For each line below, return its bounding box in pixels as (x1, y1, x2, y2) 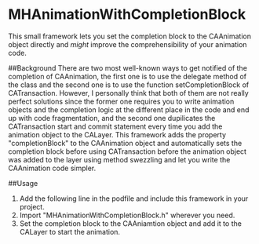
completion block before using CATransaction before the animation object (8, 147, 247, 156)
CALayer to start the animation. (19, 227, 120, 236)
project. (19, 202, 45, 211)
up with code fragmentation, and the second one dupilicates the (8, 113, 216, 122)
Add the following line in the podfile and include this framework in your (19, 194, 249, 203)
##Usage (8, 178, 38, 188)
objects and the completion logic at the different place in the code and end (8, 104, 250, 115)
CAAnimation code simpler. (8, 163, 97, 173)
